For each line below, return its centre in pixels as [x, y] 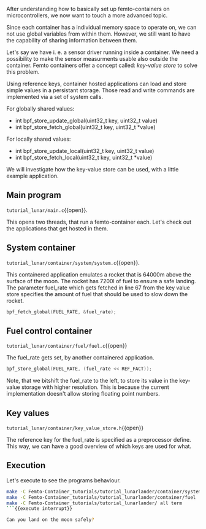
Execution [26, 465]
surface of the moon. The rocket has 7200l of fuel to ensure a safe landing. [101, 281]
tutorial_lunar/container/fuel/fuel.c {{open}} [67, 346]
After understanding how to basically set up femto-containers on [88, 9]
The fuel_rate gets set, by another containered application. [80, 358]
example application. [33, 176]
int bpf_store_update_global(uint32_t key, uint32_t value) [86, 120]
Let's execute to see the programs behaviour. [64, 480]
